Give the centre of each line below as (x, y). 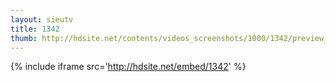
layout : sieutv (42, 19)
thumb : (24, 38)
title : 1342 (35, 29)
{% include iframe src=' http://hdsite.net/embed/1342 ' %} (128, 67)
